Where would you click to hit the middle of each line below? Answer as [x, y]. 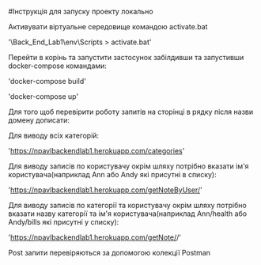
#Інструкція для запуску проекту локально [81, 11]
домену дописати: [39, 120]
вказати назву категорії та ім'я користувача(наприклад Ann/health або [128, 214]
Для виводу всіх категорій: [54, 135]
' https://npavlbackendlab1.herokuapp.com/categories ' [96, 151]
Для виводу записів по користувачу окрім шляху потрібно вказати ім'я [129, 166]
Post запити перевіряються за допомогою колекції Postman [110, 253]
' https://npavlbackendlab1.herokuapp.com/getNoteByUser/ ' [106, 190]
